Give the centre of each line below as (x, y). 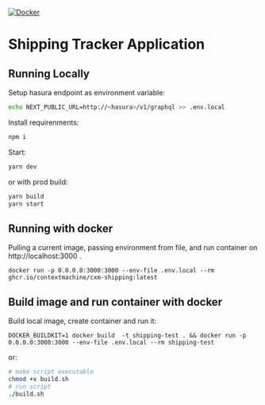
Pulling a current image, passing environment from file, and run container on (133, 248)
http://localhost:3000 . (45, 256)
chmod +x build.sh (38, 379)
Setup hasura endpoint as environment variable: (86, 93)
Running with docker (61, 228)
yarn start (26, 204)
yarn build (26, 196)
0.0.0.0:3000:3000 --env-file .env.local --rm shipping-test (111, 342)
